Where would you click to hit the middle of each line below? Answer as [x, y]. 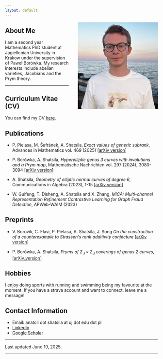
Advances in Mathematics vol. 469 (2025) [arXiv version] [69, 150]
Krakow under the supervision [35, 58]
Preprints [19, 220]
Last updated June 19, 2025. [33, 347]
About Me [20, 31]
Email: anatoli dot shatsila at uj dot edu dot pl [57, 322]
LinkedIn [21, 328]
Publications [24, 133]
